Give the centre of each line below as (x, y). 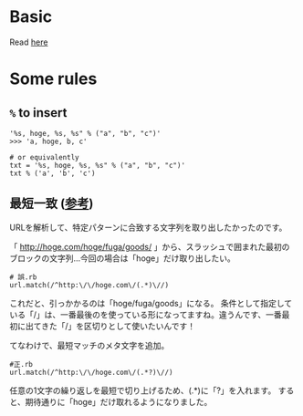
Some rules (53, 79)
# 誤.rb (23, 277)
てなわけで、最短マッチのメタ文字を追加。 (89, 345)
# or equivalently (44, 157)
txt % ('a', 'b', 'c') (52, 173)
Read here (29, 42)
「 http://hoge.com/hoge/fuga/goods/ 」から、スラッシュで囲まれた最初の (150, 246)
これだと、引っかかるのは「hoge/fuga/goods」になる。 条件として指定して (151, 303)
